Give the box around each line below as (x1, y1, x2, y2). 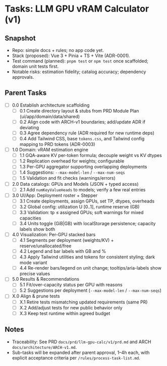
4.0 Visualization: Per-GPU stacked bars (12, 231, 96, 237)
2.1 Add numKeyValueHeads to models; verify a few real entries (19, 186, 146, 192)
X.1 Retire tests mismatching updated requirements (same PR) (19, 299, 148, 305)
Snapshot (5, 34, 36, 42)
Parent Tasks (5, 89, 47, 97)
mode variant (19, 259, 47, 266)
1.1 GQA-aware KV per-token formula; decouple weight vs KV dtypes (19, 152, 162, 159)
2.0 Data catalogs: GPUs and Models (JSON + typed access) (12, 181, 139, 187)
